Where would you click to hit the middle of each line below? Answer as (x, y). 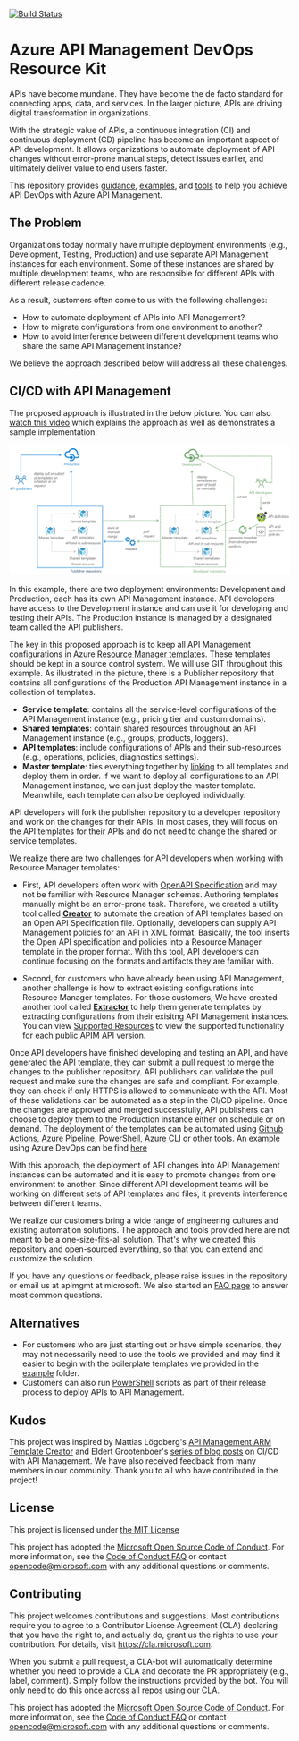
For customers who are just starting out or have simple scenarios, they (152, 1345)
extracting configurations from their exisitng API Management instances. (156, 1016)
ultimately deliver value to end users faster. (88, 168)
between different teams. (56, 1203)
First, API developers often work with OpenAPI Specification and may (149, 885)
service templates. (43, 841)
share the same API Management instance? (102, 345)
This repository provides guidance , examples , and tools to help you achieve (148, 185)
